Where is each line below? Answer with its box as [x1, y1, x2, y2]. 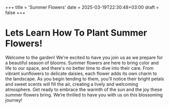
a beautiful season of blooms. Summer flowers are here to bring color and [5, 60, 159, 66]
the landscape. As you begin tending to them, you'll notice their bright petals [5, 75, 164, 82]
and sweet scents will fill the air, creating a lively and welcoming [5, 81, 138, 87]
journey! [5, 97, 23, 103]
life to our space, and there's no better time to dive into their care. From [5, 65, 154, 71]
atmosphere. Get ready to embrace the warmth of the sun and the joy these [5, 86, 162, 92]
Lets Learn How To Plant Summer [5, 27, 147, 39]
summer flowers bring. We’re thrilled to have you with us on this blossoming [5, 91, 163, 97]
